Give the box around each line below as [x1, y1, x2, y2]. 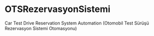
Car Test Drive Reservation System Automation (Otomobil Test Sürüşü [5, 20, 149, 26]
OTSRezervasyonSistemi [5, 3, 111, 15]
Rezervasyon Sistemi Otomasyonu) [5, 25, 77, 31]
